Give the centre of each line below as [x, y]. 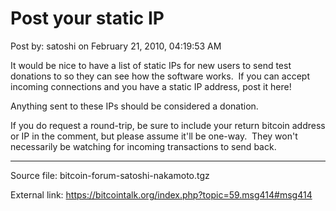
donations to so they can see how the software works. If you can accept [160, 76]
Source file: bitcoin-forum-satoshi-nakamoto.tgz [110, 175]
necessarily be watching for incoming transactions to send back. [143, 146]
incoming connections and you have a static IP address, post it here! [151, 86]
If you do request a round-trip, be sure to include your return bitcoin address [168, 125]
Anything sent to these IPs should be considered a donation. [134, 106]
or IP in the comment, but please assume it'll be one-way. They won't [154, 136]
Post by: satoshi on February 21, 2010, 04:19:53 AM [116, 46]
